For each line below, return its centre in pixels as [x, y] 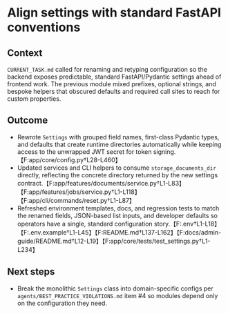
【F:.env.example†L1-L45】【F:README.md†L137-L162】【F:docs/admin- [119, 232]
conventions [44, 27]
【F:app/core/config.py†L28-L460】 [69, 159]
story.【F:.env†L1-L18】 [188, 224]
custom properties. [34, 99]
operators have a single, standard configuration [85, 224]
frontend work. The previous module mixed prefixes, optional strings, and [112, 84]
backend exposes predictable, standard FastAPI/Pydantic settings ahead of [114, 77]
